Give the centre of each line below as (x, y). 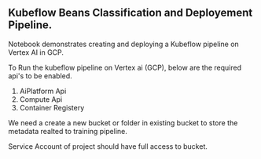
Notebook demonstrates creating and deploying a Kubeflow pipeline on (124, 44)
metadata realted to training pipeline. (68, 131)
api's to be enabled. (40, 76)
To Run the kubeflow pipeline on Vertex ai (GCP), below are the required (125, 67)
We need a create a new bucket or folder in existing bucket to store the (123, 123)
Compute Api (41, 99)
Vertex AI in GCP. (36, 52)
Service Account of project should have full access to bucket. (108, 146)
